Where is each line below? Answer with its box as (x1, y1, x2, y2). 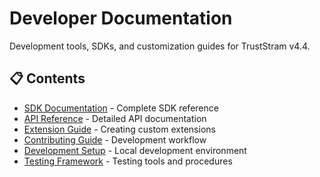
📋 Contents (9, 70, 86, 87)
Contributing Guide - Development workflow (23, 133, 207, 146)
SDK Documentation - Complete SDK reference (23, 102, 219, 114)
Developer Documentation (9, 7, 233, 30)
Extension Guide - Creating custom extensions (23, 123, 216, 135)
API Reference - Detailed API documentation (23, 112, 207, 124)
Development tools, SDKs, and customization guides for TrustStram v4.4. (9, 40, 311, 52)
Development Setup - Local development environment (23, 144, 247, 156)
